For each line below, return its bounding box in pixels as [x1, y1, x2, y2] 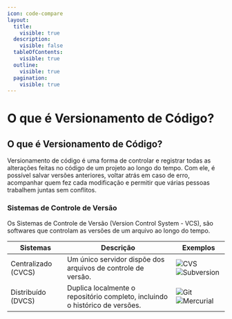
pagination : [13, 74, 48, 82]
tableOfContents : [13, 49, 64, 56]
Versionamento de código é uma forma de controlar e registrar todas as [7, 156, 211, 165]
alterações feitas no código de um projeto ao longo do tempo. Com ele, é [7, 164, 215, 172]
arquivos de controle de [66, 263, 144, 273]
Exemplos [182, 243, 215, 253]
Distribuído [10, 287, 46, 297]
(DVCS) [10, 295, 35, 305]
